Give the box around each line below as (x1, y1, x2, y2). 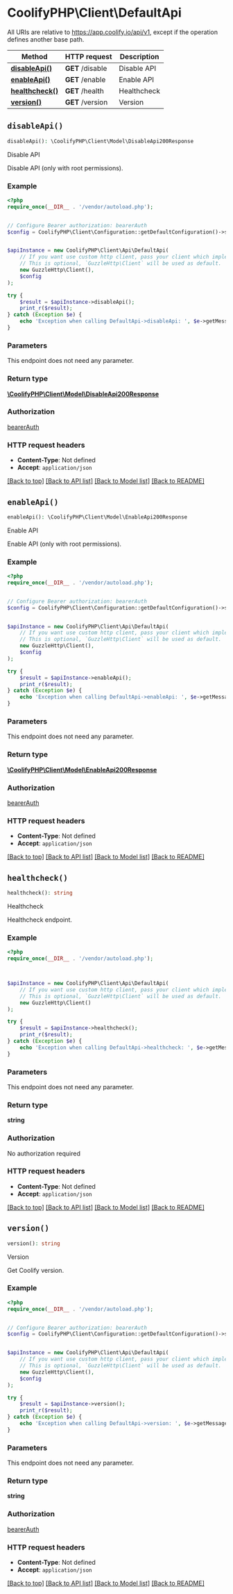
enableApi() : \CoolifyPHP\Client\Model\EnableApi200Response (7, 513, 188, 521)
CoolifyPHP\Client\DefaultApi (7, 5, 182, 21)
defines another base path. (7, 35, 85, 43)
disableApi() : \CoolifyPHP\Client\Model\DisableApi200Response (7, 138, 194, 145)
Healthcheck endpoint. (7, 916, 73, 924)
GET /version (64, 97, 108, 107)
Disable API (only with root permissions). (7, 163, 123, 172)
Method (21, 51, 48, 61)
